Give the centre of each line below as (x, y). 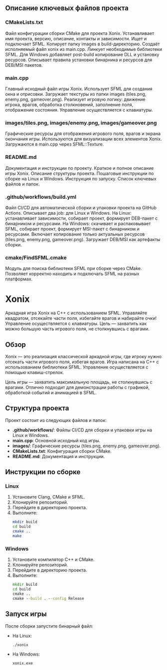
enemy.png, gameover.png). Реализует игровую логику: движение (75, 99)
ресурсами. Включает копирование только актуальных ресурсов (75, 234)
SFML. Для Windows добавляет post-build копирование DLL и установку (82, 54)
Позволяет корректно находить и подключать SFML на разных (72, 274)
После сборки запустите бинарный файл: (49, 626)
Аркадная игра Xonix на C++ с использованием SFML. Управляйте (76, 313)
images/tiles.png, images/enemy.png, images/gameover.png (81, 123)
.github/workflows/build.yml (41, 197)
